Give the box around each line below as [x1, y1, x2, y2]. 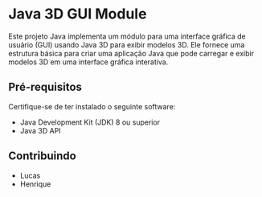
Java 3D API [19, 125, 62, 135]
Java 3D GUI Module [8, 5, 147, 23]
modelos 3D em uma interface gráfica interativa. [8, 57, 169, 67]
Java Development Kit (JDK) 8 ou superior [19, 117, 161, 127]
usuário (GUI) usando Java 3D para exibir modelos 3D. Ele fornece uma [8, 39, 245, 49]
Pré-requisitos [8, 80, 83, 94]
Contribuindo [8, 150, 76, 163]
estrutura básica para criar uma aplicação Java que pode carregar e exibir [8, 48, 255, 58]
